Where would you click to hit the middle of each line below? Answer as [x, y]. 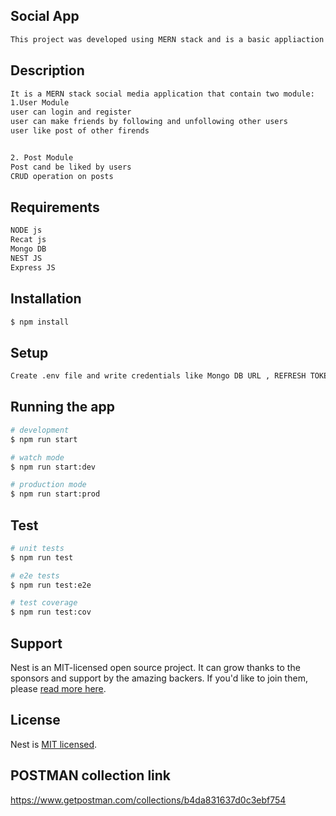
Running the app [62, 407]
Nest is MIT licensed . [54, 744]
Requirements [55, 207]
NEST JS [26, 258]
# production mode [48, 485]
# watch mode [37, 457]
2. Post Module [42, 157]
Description [47, 70]
